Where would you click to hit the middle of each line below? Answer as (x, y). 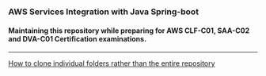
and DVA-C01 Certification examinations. (78, 38)
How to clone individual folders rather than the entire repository (112, 63)
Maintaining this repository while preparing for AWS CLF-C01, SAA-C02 (129, 31)
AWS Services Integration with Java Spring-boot (104, 12)
